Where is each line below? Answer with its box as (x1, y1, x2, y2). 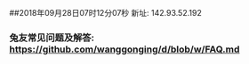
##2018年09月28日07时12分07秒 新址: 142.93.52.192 (9, 8, 202, 18)
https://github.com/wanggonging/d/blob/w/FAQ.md (9, 43, 240, 55)
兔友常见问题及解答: (9, 32, 95, 44)
